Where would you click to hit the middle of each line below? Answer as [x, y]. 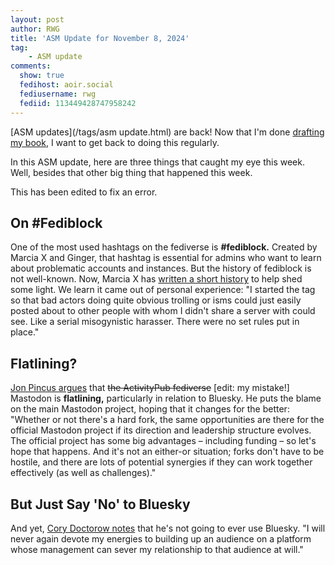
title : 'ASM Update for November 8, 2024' [100, 38]
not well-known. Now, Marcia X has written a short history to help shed [156, 279]
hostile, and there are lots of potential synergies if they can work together [161, 462]
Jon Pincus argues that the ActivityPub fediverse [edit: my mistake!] [150, 388]
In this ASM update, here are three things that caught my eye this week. [157, 162]
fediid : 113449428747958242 [78, 103]
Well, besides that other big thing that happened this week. [131, 172]
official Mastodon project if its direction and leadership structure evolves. [161, 430]
